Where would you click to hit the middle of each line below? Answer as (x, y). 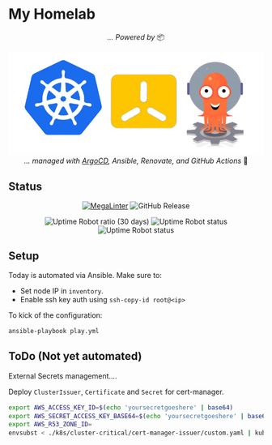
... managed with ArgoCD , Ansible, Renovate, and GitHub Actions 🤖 (136, 161)
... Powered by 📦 (136, 36)
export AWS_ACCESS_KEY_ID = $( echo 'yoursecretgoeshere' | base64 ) (121, 407)
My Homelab (52, 14)
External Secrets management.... (63, 376)
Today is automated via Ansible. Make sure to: (85, 275)
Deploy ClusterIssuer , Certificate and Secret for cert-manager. (116, 392)
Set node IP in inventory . (62, 291)
